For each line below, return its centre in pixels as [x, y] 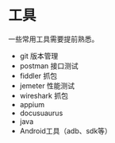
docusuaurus [41, 113]
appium [32, 104]
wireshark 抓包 [44, 95]
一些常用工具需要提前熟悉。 [54, 39]
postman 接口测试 [49, 66]
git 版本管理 [39, 56]
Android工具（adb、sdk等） [66, 130]
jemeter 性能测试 [47, 85]
